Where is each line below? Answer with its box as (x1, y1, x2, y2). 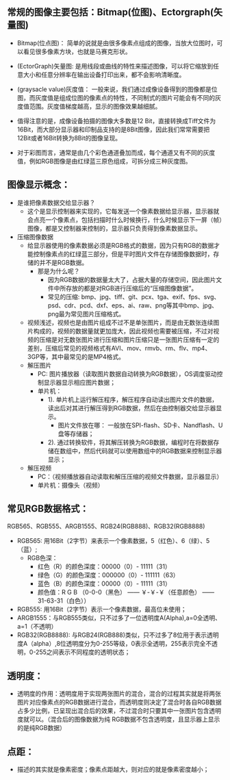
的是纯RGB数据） (16, 724, 66, 732)
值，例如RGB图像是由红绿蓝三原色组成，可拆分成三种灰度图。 (16, 157, 192, 165)
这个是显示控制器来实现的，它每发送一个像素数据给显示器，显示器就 (27, 207, 220, 215)
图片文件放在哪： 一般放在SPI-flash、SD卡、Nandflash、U (57, 420, 224, 429)
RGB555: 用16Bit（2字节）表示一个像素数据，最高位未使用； (16, 605, 187, 614)
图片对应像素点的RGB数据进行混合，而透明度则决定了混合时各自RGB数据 (16, 698, 222, 707)
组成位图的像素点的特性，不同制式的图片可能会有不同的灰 (59, 93, 221, 101)
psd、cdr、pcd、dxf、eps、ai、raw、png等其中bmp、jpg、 (47, 301, 218, 310)
